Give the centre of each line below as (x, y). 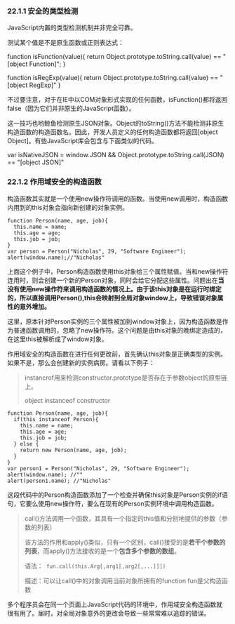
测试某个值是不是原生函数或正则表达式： (66, 43)
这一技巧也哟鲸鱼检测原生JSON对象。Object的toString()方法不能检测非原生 (116, 124)
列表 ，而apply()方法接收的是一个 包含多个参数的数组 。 (102, 551)
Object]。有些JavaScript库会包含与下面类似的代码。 (82, 141)
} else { (26, 444)
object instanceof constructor (67, 400)
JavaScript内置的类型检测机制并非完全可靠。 (72, 28)
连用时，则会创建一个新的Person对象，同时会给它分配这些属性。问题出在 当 (116, 280)
